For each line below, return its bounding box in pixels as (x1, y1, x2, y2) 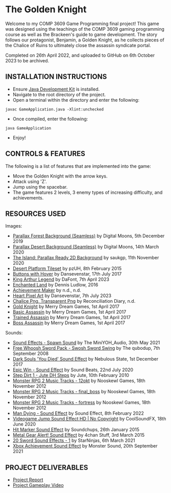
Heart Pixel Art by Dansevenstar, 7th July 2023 (12, 293, 111, 299)
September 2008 (12, 350, 49, 356)
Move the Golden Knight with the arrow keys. (12, 173, 108, 179)
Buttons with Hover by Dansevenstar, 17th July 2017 (12, 271, 122, 277)
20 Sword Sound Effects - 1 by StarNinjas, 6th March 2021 (12, 437, 135, 443)
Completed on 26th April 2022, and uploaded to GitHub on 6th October (5, 52, 155, 58)
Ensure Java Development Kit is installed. (12, 86, 100, 92)
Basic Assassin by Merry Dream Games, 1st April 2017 (12, 309, 127, 315)
